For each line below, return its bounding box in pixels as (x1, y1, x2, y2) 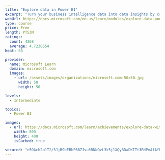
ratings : (5, 35, 23, 40)
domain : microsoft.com (9, 66, 56, 71)
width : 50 (18, 80, 38, 85)
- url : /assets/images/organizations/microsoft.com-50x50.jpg (14, 76, 144, 80)
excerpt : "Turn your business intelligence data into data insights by (5, 12, 155, 17)
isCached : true (14, 138, 45, 143)
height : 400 (14, 133, 38, 139)
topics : (5, 107, 21, 112)
